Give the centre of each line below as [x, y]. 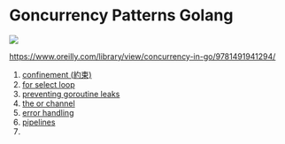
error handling [48, 112]
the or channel [48, 103]
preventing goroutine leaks [71, 94]
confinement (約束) [57, 74]
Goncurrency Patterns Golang [121, 15]
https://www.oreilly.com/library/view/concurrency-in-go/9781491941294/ [142, 56]
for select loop [48, 84]
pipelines [39, 122]
